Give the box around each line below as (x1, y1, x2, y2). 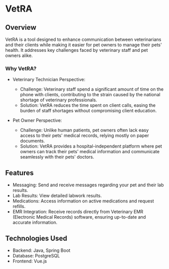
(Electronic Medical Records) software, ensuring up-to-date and (12, 214, 146, 220)
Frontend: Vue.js (12, 258, 47, 264)
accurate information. (12, 220, 58, 226)
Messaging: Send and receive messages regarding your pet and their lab (12, 182, 164, 188)
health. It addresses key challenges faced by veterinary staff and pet (5, 47, 148, 53)
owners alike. (5, 52, 33, 58)
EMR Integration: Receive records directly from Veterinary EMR (12, 209, 144, 215)
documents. (20, 138, 45, 144)
